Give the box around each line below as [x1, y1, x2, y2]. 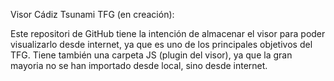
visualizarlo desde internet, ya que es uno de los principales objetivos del [10, 39, 313, 50]
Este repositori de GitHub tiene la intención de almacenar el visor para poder [10, 28, 326, 39]
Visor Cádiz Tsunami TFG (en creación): [10, 9, 175, 20]
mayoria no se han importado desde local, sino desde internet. [10, 60, 268, 71]
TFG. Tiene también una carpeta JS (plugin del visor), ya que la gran [10, 49, 293, 61]
